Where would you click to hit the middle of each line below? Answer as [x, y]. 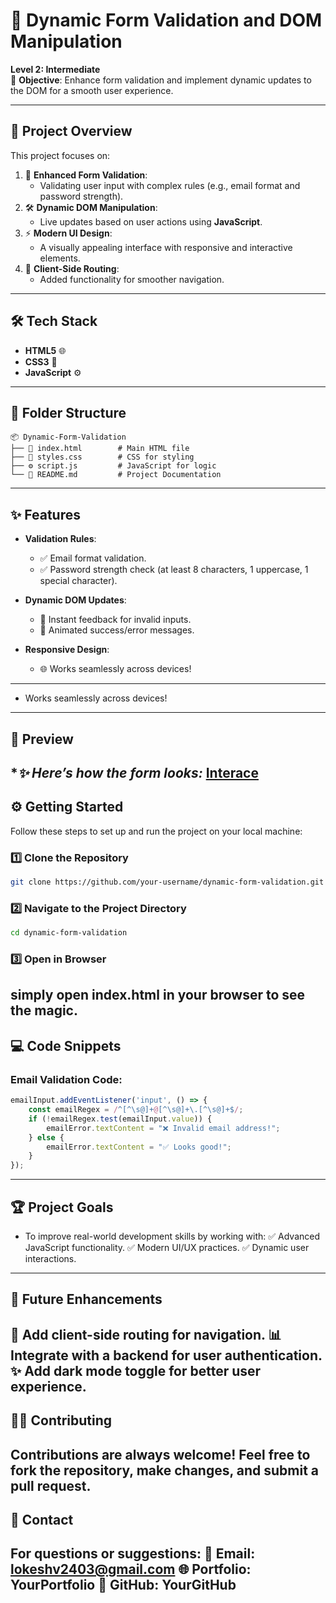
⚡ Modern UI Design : [68, 233]
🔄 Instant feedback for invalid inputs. [115, 620]
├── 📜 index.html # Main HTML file [100, 449]
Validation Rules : [60, 539]
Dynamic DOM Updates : [75, 600]
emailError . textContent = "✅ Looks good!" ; [139, 1147]
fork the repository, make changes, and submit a [165, 1470]
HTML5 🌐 [45, 350]
